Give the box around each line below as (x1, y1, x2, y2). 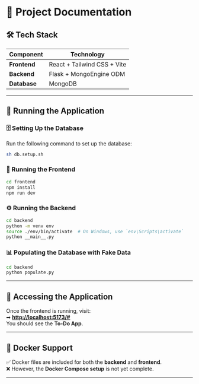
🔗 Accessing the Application (6, 291, 113, 302)
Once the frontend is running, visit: (6, 307, 91, 315)
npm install (6, 184, 36, 191)
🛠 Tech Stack (6, 30, 58, 40)
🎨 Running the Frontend (6, 166, 76, 174)
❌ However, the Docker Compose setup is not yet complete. (6, 365, 154, 372)
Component (9, 50, 43, 58)
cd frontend (6, 179, 36, 185)
